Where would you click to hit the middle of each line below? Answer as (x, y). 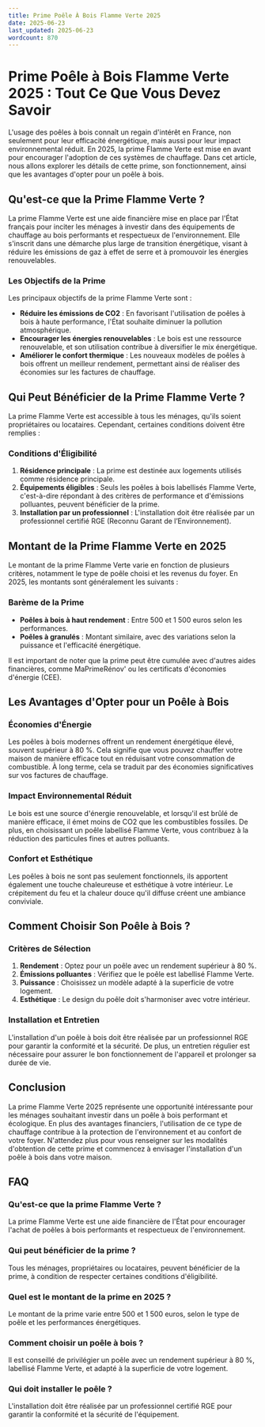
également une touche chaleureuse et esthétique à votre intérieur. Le (121, 884)
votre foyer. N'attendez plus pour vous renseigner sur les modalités (118, 1140)
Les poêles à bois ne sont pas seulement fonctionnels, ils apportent (118, 876)
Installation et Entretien (54, 1020)
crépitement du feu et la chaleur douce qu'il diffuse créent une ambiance (127, 893)
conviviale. (26, 901)
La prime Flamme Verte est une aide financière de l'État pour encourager (127, 1222)
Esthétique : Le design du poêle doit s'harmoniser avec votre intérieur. (135, 1000)
